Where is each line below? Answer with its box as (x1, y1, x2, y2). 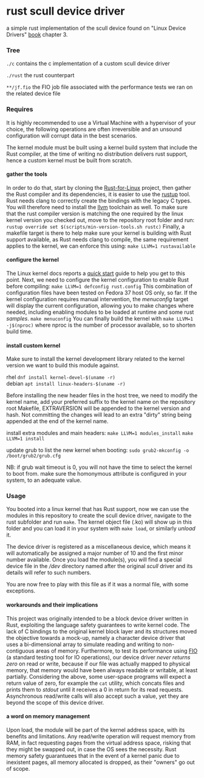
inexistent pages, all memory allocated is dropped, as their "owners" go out (6, 759, 195, 766)
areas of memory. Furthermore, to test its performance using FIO (35, 647, 198, 655)
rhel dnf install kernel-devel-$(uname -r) (6, 373, 115, 381)
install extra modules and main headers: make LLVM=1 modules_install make (6, 429, 194, 437)
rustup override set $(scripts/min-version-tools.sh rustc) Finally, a (6, 223, 185, 230)
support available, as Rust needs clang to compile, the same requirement (6, 235, 189, 243)
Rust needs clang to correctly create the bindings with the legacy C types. (6, 196, 192, 204)
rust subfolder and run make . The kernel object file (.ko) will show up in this (6, 518, 192, 526)
